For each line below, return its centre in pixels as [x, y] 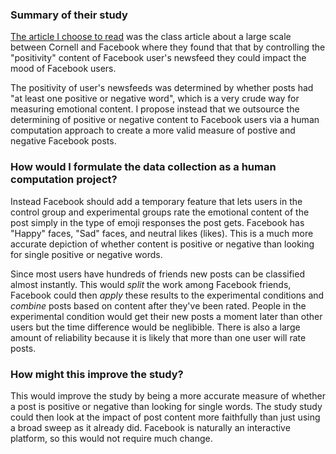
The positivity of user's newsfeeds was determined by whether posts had [162, 88]
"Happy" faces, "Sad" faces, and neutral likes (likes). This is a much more [162, 233]
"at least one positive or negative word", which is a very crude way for [155, 99]
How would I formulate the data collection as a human [143, 167]
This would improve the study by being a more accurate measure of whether [168, 395]
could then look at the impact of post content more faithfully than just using [165, 417]
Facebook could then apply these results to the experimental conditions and [167, 295]
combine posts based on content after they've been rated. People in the [158, 305]
